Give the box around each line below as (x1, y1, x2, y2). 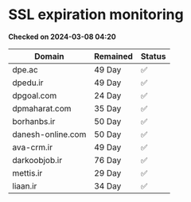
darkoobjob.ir (12, 154, 62, 165)
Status (140, 50, 166, 61)
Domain (34, 50, 65, 61)
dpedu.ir (12, 77, 44, 88)
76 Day (94, 154, 122, 165)
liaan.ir (12, 181, 37, 192)
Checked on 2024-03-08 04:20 (8, 32, 117, 41)
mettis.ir (12, 167, 43, 178)
